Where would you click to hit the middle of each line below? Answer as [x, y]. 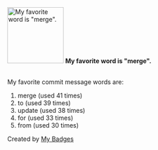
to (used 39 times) [44, 103]
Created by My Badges [40, 139]
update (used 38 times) [51, 110]
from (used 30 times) [48, 125]
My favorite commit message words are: [66, 82]
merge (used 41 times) [50, 95]
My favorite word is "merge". [108, 61]
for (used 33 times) [45, 118]
